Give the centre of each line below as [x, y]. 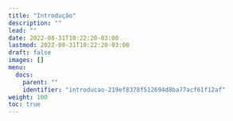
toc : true [25, 104]
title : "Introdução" [43, 16]
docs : [25, 75]
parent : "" [41, 82]
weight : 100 [28, 97]
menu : [17, 68]
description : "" [35, 23]
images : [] [26, 60]
